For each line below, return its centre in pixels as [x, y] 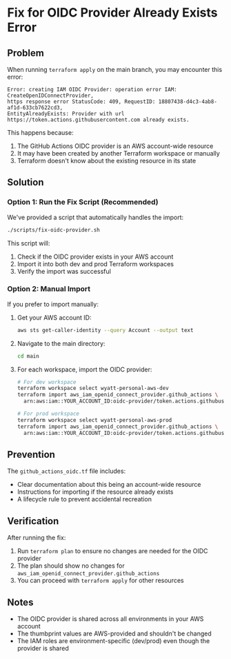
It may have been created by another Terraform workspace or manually [119, 153]
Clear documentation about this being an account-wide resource [109, 485]
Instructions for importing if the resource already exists [95, 492]
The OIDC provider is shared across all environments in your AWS [110, 619]
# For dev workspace [47, 382]
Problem [26, 53]
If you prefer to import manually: [53, 304]
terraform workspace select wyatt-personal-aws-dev [93, 389]
